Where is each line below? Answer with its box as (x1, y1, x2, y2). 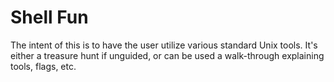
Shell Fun (10, 6, 89, 29)
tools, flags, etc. (10, 60, 77, 72)
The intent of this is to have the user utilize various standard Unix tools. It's (10, 39, 318, 51)
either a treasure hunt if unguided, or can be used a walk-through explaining (10, 49, 325, 61)
